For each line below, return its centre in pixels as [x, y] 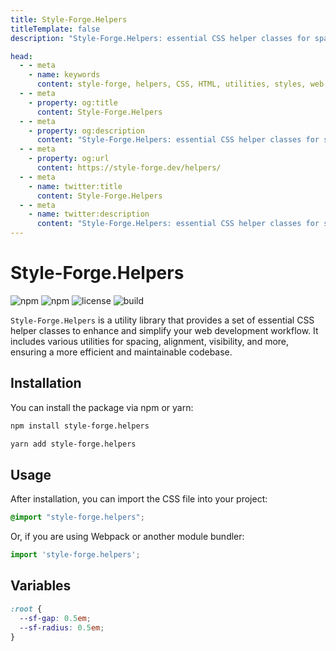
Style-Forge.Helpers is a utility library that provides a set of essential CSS [162, 320]
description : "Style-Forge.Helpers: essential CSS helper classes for [160, 38]
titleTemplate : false [55, 29]
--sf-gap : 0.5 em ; [55, 618]
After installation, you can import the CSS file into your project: [139, 499]
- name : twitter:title [75, 186]
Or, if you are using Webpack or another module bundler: [127, 537]
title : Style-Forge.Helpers [69, 19]
